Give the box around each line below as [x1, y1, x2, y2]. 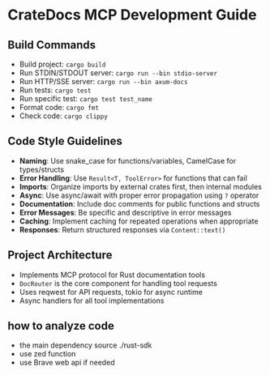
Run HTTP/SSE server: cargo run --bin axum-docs [19, 77, 188, 86]
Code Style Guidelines [7, 134, 122, 148]
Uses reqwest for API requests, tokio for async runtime [19, 287, 204, 296]
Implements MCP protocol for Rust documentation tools [19, 270, 206, 279]
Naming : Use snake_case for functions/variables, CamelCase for [19, 156, 237, 165]
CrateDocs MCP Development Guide [7, 6, 257, 24]
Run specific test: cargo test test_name [19, 94, 153, 103]
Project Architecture [7, 249, 113, 262]
